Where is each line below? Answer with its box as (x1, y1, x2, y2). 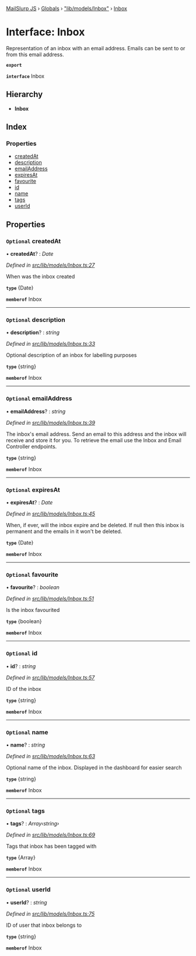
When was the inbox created (6, 273, 75, 280)
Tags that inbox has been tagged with (6, 842, 97, 850)
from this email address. (6, 51, 64, 58)
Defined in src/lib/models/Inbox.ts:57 (6, 674, 95, 681)
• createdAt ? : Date (6, 250, 54, 257)
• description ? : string (6, 329, 60, 336)
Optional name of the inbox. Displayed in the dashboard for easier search (6, 764, 182, 771)
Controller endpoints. (6, 443, 57, 450)
